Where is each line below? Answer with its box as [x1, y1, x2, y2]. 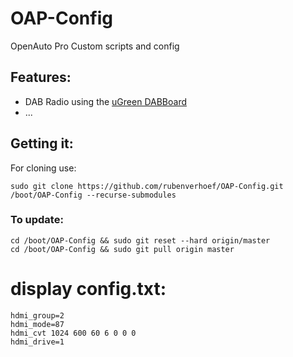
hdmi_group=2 [10, 310, 65, 321]
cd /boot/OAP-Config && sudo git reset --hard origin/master [10, 235, 271, 246]
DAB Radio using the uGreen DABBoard [24, 95, 187, 107]
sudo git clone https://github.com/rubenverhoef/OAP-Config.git [10, 181, 284, 191]
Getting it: [10, 135, 74, 152]
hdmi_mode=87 [10, 319, 65, 329]
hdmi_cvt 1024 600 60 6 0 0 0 [10, 328, 137, 338]
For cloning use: [10, 162, 77, 174]
